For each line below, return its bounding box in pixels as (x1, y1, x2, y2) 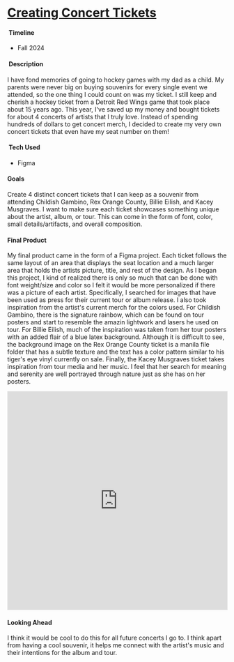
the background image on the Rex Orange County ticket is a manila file (7, 340, 210, 349)
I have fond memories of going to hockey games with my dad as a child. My (7, 75, 224, 84)
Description (8, 59, 44, 68)
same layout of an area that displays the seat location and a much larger (7, 259, 214, 267)
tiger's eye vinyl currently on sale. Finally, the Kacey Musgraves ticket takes (7, 355, 225, 363)
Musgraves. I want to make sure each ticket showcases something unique (7, 205, 219, 213)
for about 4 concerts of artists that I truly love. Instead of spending (7, 112, 198, 121)
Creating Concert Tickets (7, 5, 157, 21)
